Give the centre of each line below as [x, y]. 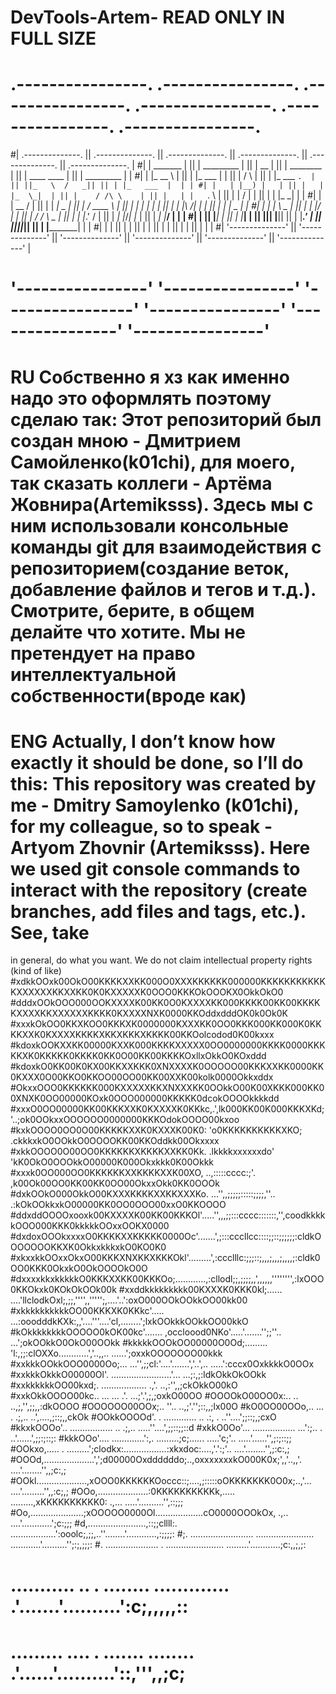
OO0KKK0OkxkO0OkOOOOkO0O [79, 1268]
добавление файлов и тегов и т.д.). [163, 589]
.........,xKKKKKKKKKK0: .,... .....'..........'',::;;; [97, 1502]
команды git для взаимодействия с [166, 547]
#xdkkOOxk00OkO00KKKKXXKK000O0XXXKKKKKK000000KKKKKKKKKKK [168, 982]
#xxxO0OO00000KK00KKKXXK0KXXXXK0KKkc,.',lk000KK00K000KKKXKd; [167, 1109]
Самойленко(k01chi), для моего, [153, 462]
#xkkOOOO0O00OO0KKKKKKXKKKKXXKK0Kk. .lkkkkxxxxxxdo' [142, 1152]
